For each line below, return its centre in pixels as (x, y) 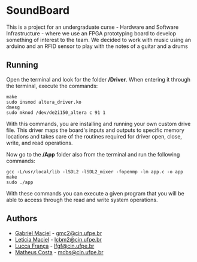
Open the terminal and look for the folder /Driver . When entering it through (98, 79)
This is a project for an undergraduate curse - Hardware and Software (93, 27)
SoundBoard (38, 10)
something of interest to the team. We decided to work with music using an (99, 40)
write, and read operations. (40, 143)
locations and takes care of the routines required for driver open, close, (94, 136)
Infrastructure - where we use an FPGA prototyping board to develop (91, 33)
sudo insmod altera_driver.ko (44, 102)
